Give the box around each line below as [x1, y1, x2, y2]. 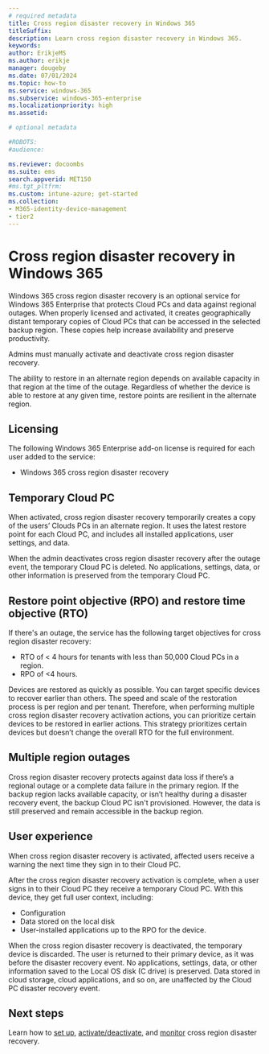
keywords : [8, 42, 42, 50]
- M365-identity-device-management [8, 205, 128, 213]
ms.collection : [8, 198, 59, 206]
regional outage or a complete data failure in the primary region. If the [8, 780, 239, 790]
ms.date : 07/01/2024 [8, 72, 78, 80]
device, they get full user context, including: [8, 892, 154, 902]
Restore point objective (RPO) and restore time [8, 594, 247, 607]
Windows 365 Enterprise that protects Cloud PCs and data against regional [8, 299, 257, 309]
